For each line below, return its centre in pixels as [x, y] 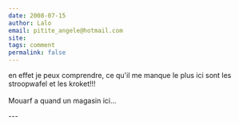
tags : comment [32, 45]
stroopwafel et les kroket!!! [52, 84]
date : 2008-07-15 [37, 16]
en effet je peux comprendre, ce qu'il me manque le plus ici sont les [120, 75]
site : [17, 38]
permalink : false [37, 53]
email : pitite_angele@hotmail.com [66, 30]
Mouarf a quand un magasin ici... [63, 101]
